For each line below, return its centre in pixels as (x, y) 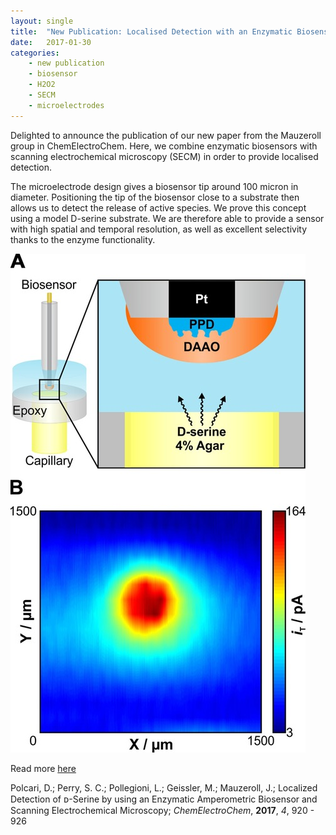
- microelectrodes (66, 105)
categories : (35, 53)
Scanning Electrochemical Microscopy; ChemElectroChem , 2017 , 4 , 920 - (162, 810)
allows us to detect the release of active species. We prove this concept (158, 207)
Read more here (43, 768)
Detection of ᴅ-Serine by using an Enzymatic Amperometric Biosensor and (164, 799)
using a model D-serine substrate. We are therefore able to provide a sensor (167, 218)
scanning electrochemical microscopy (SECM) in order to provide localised (164, 156)
